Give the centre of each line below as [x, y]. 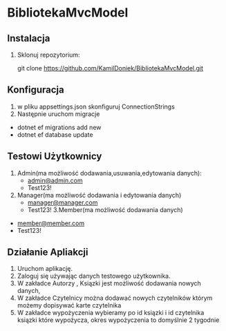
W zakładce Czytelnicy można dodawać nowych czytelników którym [115, 298]
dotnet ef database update [55, 134]
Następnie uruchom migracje [58, 114]
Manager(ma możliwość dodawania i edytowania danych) [99, 195]
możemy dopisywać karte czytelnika [69, 305]
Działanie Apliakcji [48, 253]
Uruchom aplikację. [45, 269]
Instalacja [29, 38]
